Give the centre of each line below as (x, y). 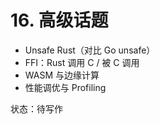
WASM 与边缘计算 (62, 75)
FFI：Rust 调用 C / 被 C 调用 (82, 62)
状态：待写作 (36, 108)
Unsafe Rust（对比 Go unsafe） (90, 50)
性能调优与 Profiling (65, 87)
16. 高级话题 (59, 20)
